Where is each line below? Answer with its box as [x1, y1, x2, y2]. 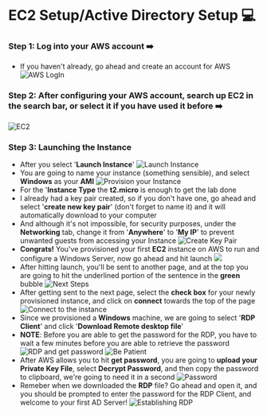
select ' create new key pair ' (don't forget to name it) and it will [19, 202, 226, 212]
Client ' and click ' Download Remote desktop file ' [19, 322, 184, 331]
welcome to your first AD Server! [19, 397, 128, 407]
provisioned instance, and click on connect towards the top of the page [19, 296, 256, 306]
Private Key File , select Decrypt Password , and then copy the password [19, 364, 259, 374]
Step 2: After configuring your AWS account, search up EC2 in [8, 90, 253, 101]
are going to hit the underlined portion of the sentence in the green [19, 271, 241, 280]
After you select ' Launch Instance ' [19, 160, 135, 170]
